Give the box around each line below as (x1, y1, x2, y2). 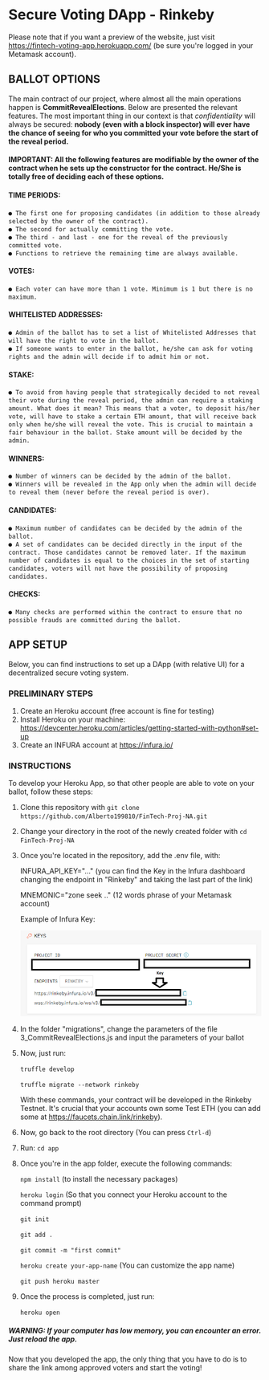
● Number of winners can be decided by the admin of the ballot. (8, 472, 231, 481)
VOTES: (8, 267, 35, 276)
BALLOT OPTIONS (8, 72, 100, 86)
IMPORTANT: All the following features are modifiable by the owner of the (8, 155, 259, 165)
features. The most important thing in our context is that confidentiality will (8, 111, 255, 120)
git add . (19, 1231, 54, 1239)
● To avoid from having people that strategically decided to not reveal (8, 389, 261, 397)
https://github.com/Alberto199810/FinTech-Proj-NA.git (19, 812, 208, 820)
